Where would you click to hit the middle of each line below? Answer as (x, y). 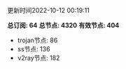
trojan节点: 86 (37, 40)
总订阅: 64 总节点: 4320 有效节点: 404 (63, 25)
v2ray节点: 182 (38, 58)
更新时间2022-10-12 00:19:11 (48, 10)
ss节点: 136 (34, 49)
